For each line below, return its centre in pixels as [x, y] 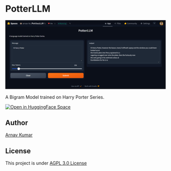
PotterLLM [28, 9]
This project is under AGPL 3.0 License [46, 163]
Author [17, 123]
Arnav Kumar [19, 135]
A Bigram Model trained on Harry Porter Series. [55, 97]
